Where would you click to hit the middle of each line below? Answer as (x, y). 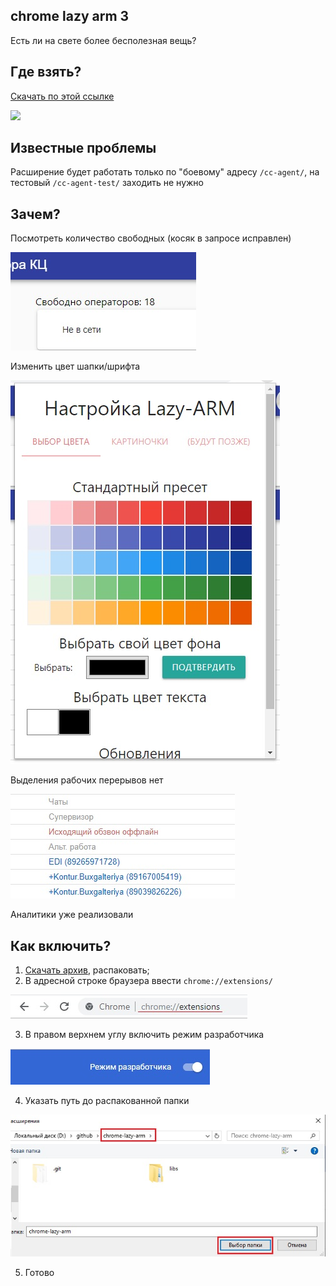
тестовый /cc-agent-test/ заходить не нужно (107, 183)
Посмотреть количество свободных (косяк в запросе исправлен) (151, 238)
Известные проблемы (83, 148)
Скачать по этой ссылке (62, 96)
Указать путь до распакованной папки (107, 1101)
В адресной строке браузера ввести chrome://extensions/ (148, 981)
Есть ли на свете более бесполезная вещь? (103, 40)
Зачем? (35, 214)
